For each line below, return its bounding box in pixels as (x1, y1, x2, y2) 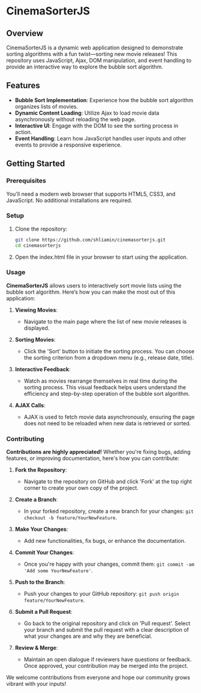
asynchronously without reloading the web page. (14, 115, 136, 123)
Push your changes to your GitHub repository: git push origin (23, 590, 179, 598)
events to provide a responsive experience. (14, 141, 122, 148)
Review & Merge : (14, 644, 58, 652)
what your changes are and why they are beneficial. (23, 632, 152, 640)
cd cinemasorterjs (14, 242, 61, 249)
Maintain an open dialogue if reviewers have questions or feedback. (23, 656, 192, 663)
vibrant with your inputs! (6, 680, 67, 688)
